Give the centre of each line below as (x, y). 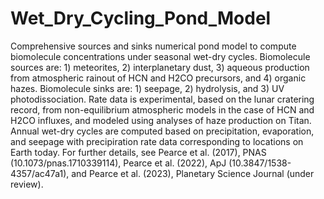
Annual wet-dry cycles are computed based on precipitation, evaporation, (162, 131)
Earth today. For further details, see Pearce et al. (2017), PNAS (138, 152)
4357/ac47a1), (40, 173)
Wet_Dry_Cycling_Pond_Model (141, 18)
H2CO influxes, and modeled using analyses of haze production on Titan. (161, 120)
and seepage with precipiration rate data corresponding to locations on (157, 141)
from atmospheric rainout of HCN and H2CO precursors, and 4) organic (158, 78)
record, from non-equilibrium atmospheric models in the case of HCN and (162, 109)
